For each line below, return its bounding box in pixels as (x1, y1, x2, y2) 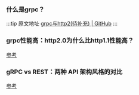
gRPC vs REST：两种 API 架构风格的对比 (6, 68, 123, 76)
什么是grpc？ (6, 5, 45, 13)
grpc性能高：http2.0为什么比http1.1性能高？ (6, 36, 134, 45)
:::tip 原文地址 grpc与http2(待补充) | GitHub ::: (6, 20, 118, 27)
